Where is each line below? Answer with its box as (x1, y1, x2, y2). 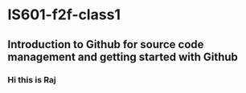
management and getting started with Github (7, 50, 239, 63)
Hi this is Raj (7, 74, 57, 85)
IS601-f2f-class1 (7, 6, 121, 24)
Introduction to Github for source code (7, 38, 204, 51)
